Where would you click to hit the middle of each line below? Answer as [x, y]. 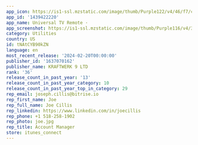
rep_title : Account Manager [41, 127]
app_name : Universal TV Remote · [47, 22]
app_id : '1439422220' [33, 17]
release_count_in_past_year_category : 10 [58, 83]
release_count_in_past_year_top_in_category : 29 [67, 89]
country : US [21, 39]
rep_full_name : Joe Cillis [39, 105]
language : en [22, 50]
